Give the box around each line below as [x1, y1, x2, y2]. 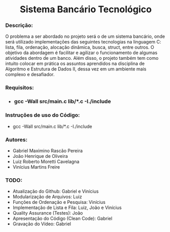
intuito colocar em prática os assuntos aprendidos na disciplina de [5, 60, 145, 67]
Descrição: [5, 22, 33, 29]
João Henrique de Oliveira [12, 153, 68, 159]
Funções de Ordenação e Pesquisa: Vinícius [12, 199, 106, 205]
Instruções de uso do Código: [5, 111, 80, 119]
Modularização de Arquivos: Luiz [12, 194, 82, 200]
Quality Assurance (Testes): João [12, 210, 83, 216]
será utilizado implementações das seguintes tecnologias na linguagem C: [5, 39, 162, 45]
